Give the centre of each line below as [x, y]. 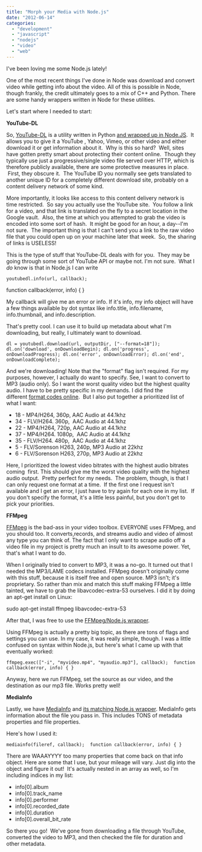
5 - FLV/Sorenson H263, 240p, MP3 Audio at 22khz [79, 447]
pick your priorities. [30, 504]
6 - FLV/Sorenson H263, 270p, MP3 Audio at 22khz [79, 453]
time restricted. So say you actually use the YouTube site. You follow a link [100, 204]
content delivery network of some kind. [55, 186]
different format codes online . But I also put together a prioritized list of [95, 397]
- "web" [21, 51]
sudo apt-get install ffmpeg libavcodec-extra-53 [66, 609]
